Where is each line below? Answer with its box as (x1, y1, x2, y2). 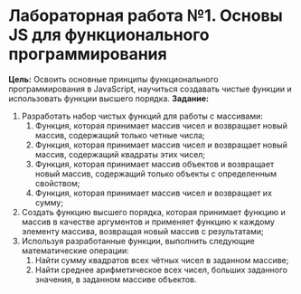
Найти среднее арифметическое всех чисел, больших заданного (34, 264, 288, 275)
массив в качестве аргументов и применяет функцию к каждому (21, 216, 275, 227)
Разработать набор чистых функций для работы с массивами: (21, 110, 264, 121)
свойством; (34, 177, 80, 188)
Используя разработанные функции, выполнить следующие (21, 235, 255, 246)
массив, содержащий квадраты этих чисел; (34, 148, 205, 159)
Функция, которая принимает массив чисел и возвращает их (34, 187, 273, 198)
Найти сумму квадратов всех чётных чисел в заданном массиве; (34, 254, 289, 265)
